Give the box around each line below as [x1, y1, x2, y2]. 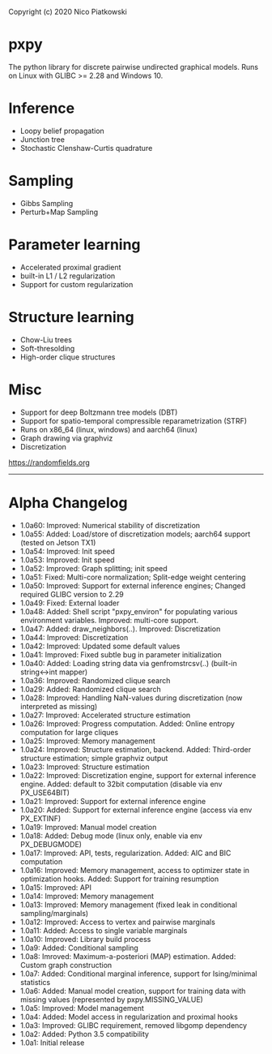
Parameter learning [8, 235, 141, 254]
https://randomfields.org [8, 458, 91, 467]
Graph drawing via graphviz [19, 433, 113, 443]
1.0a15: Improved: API [19, 882, 91, 892]
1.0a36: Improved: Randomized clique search [19, 675, 171, 685]
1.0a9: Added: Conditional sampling [19, 943, 139, 953]
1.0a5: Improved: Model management [19, 1003, 144, 1013]
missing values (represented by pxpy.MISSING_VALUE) [19, 994, 204, 1005]
